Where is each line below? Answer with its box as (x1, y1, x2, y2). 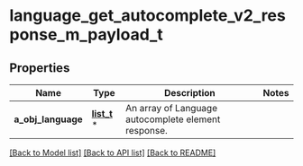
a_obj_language (14, 113, 83, 126)
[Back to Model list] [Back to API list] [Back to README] (9, 147, 216, 158)
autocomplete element (124, 113, 221, 126)
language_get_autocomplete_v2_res (9, 5, 286, 26)
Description (163, 87, 216, 99)
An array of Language (124, 102, 218, 114)
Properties (9, 60, 70, 75)
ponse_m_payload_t (9, 24, 164, 45)
